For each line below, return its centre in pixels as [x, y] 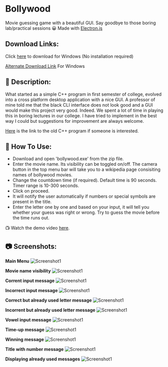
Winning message [25, 340]
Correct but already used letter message [49, 300]
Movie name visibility [28, 271]
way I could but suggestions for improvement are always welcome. [75, 121]
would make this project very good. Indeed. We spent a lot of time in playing [84, 110]
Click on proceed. [31, 191]
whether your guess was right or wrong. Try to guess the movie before [86, 212]
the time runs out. [31, 218]
